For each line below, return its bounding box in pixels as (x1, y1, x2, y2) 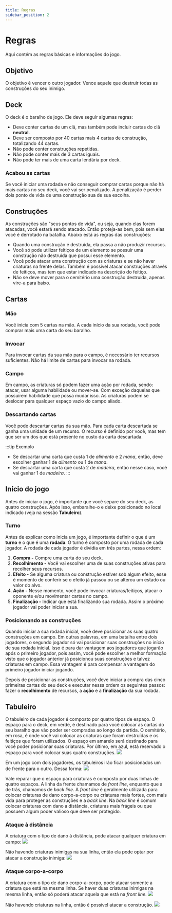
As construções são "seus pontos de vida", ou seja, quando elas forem (5, 221, 156, 227)
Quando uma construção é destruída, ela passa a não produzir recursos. (12, 242, 166, 248)
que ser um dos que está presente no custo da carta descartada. (5, 433, 143, 440)
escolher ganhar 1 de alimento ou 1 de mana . (12, 459, 108, 465)
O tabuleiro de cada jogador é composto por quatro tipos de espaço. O (5, 716, 156, 722)
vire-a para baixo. (12, 280, 50, 286)
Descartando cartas (5, 411, 56, 418)
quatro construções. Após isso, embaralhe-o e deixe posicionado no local (5, 504, 162, 510)
